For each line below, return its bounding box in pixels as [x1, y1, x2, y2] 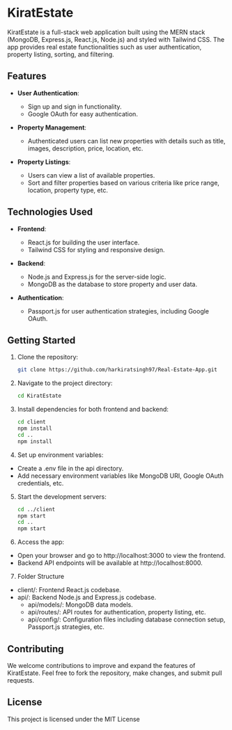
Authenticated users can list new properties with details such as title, [27, 137, 226, 145]
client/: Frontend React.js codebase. [17, 586, 122, 594]
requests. [7, 676, 35, 684]
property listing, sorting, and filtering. [7, 50, 115, 59]
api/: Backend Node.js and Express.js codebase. [17, 593, 157, 602]
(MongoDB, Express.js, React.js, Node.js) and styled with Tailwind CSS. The [7, 35, 225, 43]
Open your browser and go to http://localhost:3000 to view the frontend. [17, 552, 226, 560]
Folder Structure [17, 573, 65, 581]
